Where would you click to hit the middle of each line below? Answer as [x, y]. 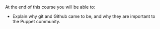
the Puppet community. [36, 22]
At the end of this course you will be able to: [50, 7]
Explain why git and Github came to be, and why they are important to [84, 16]
